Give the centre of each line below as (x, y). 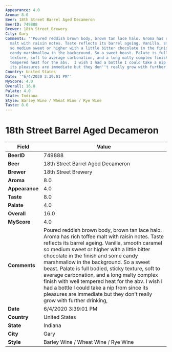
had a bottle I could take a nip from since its (96, 288)
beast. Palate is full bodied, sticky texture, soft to (102, 269)
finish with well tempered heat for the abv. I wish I (103, 281)
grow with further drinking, (76, 301)
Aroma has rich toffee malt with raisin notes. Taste (103, 237)
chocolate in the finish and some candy (91, 256)
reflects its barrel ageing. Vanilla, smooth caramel (103, 243)
